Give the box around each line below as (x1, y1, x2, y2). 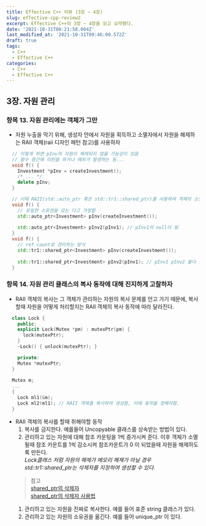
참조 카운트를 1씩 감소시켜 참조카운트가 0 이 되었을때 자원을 (36, 441, 178, 448)
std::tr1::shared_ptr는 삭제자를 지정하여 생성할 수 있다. (24, 463, 155, 471)
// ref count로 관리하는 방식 (17, 242, 86, 248)
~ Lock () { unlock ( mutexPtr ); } (17, 344, 97, 350)
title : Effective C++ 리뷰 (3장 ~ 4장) (6, 9, 103, 15)
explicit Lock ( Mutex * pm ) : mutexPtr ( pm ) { (17, 326, 131, 333)
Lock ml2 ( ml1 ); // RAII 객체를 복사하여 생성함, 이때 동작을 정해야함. (17, 400, 180, 406)
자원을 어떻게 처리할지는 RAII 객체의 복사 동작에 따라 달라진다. (26, 303, 175, 310)
